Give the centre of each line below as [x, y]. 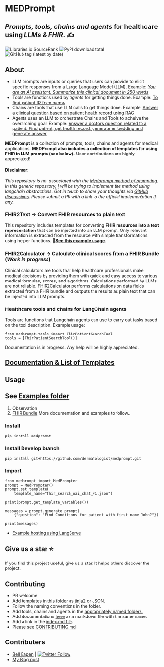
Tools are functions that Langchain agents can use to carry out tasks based [81, 320]
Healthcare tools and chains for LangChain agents [66, 309]
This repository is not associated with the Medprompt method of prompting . [82, 181]
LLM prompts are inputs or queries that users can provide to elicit [78, 81]
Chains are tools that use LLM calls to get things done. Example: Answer [85, 107]
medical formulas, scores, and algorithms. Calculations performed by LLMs [81, 281]
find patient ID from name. [38, 102]
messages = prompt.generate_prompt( [42, 511]
